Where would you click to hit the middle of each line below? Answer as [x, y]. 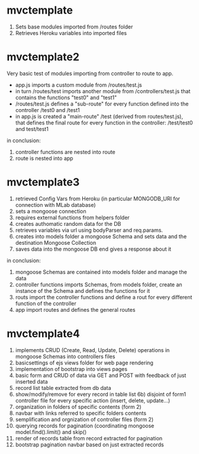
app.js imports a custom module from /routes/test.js [78, 85]
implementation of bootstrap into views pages [71, 369]
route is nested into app [44, 158]
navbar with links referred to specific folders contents [81, 413]
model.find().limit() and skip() [51, 432]
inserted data [31, 381]
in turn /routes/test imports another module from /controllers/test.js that [103, 91]
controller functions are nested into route [65, 152]
